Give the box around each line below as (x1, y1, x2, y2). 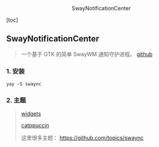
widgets (20, 110, 41, 117)
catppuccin (20, 122, 49, 129)
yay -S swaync (6, 81, 42, 87)
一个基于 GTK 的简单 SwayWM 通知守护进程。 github (20, 50, 153, 58)
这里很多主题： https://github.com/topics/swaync (20, 134, 144, 142)
